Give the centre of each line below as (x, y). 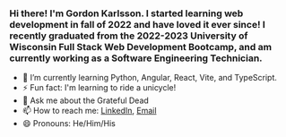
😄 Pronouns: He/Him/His (69, 124)
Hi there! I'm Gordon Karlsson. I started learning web (126, 13)
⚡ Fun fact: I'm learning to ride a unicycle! (99, 88)
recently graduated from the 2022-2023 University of (129, 36)
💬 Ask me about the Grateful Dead (86, 100)
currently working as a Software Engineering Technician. (136, 58)
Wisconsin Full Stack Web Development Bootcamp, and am (140, 47)
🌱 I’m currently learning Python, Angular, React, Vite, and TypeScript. (150, 78)
